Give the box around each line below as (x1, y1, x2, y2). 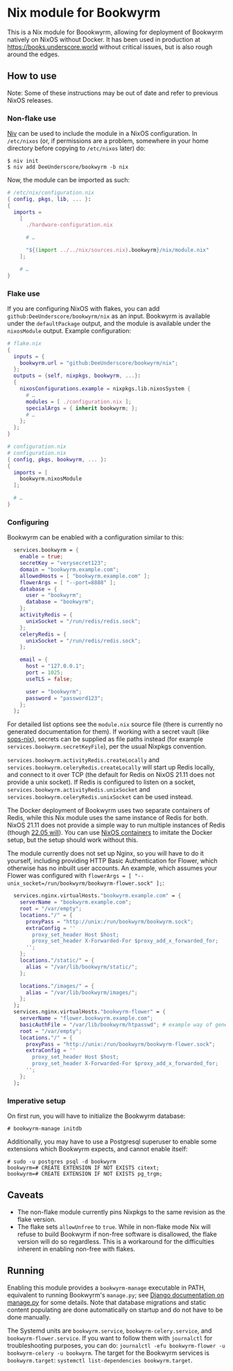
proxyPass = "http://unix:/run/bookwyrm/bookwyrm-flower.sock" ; (25, 1041, 216, 1048)
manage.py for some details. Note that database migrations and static (7, 1298, 207, 1306)
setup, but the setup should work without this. (7, 836, 139, 844)
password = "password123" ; (25, 694, 104, 702)
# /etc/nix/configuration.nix (7, 189, 95, 196)
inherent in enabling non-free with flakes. (17, 1244, 135, 1253)
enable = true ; (19, 553, 64, 561)
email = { (19, 656, 49, 664)
